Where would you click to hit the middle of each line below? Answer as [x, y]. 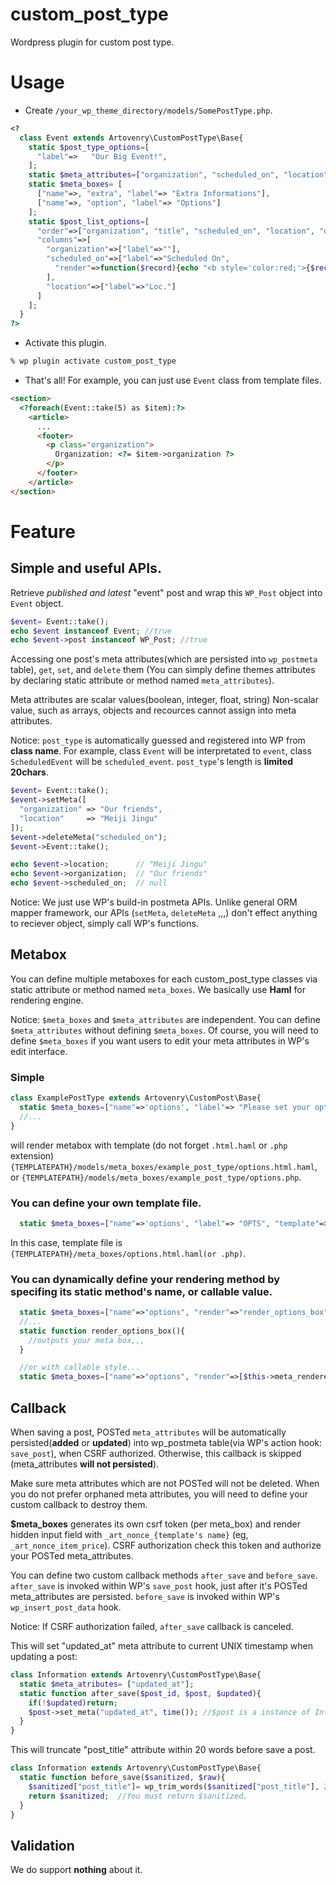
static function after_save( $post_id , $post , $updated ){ [140, 1693]
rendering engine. [47, 1000]
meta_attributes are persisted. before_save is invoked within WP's [145, 1597]
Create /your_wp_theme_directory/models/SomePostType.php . [148, 110]
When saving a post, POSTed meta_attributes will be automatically [148, 1432]
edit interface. [39, 1051]
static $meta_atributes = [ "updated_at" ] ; [107, 1684]
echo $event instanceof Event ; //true [91, 631]
